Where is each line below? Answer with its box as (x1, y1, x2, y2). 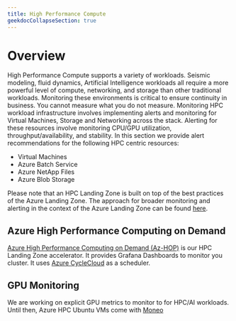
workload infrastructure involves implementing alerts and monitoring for (7, 109, 218, 117)
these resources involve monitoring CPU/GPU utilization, (7, 124, 172, 132)
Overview (7, 48, 66, 64)
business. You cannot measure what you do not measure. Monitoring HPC (7, 101, 223, 110)
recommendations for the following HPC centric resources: (7, 139, 179, 148)
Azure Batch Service (17, 160, 78, 169)
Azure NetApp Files (17, 168, 75, 176)
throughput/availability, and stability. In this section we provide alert (7, 131, 205, 140)
